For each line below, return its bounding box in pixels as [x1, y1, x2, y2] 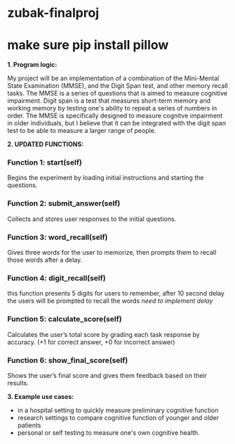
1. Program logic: [7, 61, 58, 69]
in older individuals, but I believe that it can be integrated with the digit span [7, 119, 227, 127]
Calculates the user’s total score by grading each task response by [7, 330, 200, 338]
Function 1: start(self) [7, 158, 82, 167]
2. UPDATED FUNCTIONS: [7, 140, 84, 148]
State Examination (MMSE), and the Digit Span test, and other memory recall [7, 82, 228, 90]
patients [17, 421, 41, 429]
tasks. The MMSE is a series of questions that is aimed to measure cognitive [7, 89, 228, 98]
